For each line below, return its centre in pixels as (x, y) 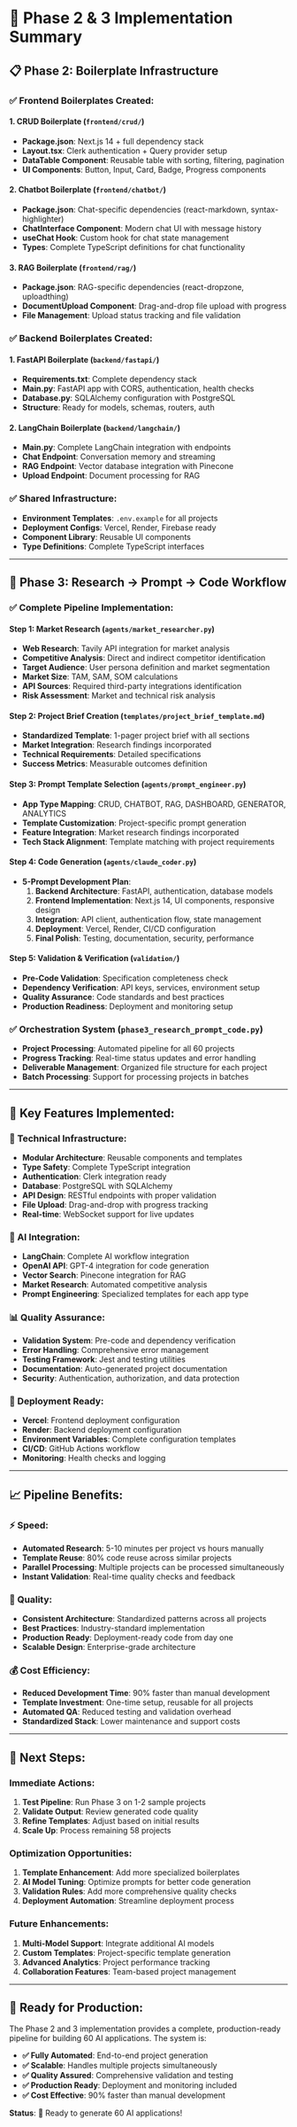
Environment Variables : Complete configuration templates (129, 1439)
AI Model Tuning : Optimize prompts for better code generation (137, 1882)
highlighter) (43, 219)
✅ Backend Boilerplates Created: (81, 339)
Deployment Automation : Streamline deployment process (128, 1901)
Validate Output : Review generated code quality (110, 1811)
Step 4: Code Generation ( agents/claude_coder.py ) (103, 862)
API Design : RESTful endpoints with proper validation (119, 1195)
